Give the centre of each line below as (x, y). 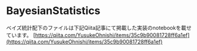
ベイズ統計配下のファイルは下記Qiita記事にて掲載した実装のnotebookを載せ (99, 28)
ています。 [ (21, 35)
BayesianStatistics (53, 11)
